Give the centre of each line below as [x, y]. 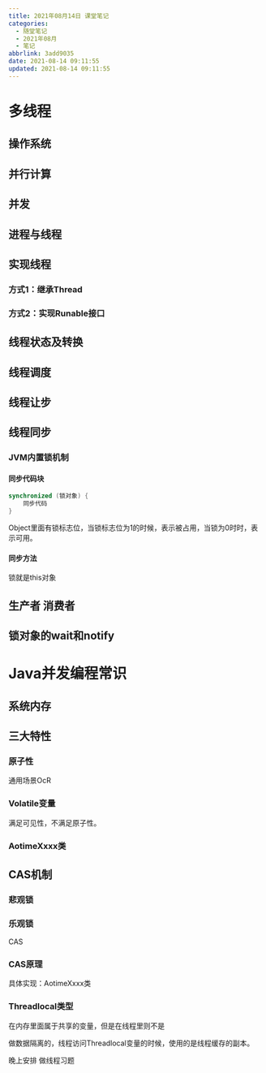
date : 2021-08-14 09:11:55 [54, 62]
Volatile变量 [32, 804]
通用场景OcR [30, 781]
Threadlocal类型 [41, 1006]
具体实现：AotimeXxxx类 [50, 984]
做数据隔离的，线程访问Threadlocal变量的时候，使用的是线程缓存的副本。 [131, 1043]
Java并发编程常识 [68, 674]
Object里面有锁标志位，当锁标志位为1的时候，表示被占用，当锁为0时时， [130, 528]
